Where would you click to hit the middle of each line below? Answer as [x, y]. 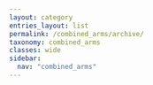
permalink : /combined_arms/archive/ [76, 34]
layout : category [41, 17]
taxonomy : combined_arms [55, 42]
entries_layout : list [49, 26]
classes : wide [35, 50]
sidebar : [25, 58]
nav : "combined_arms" [57, 67]
